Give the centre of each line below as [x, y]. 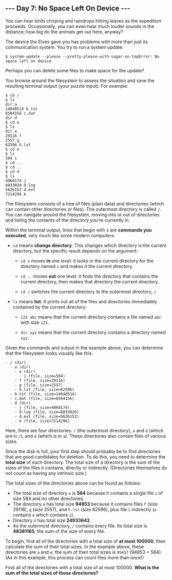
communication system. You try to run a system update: [64, 47]
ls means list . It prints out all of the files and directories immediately [85, 301]
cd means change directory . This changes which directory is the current [90, 245]
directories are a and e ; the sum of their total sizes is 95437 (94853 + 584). [84, 552]
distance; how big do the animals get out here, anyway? [64, 32]
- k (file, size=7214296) [42, 421]
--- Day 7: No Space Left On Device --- [68, 8]
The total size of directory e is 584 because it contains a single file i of [88, 493]
